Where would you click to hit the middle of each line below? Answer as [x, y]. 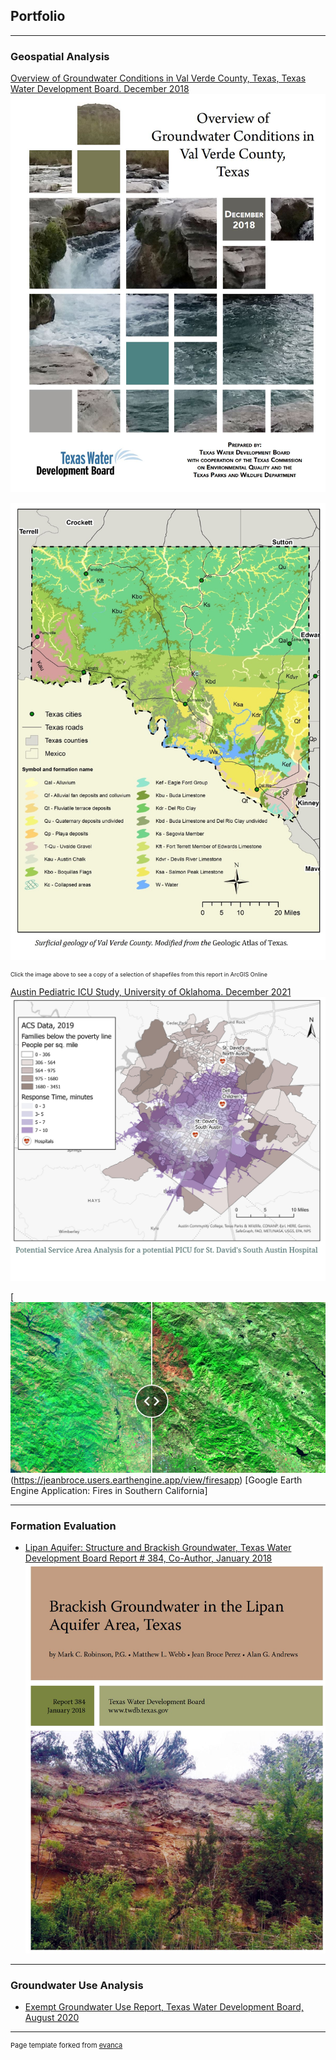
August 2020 [52, 2018]
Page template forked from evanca [66, 2045]
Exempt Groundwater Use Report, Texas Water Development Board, [164, 2007]
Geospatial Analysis [60, 56]
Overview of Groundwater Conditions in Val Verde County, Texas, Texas [158, 78]
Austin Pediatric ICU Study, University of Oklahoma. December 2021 [151, 992]
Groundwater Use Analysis [77, 1985]
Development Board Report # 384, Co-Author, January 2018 [148, 1558]
